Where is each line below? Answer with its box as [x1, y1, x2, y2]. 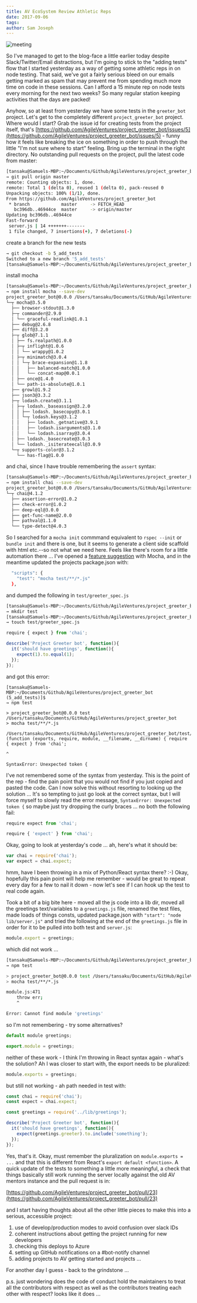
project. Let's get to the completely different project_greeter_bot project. [6, 114, 184, 121]
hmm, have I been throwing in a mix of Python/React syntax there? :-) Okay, [6, 869, 189, 876]
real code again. [6, 888, 45, 894]
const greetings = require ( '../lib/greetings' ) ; [6, 1109, 127, 1115]
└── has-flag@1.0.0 [16, 452, 64, 458]
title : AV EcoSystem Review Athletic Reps [6, 8, 111, 15]
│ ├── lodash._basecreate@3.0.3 [11, 436, 91, 442]
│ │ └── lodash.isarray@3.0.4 [11, 430, 91, 436]
